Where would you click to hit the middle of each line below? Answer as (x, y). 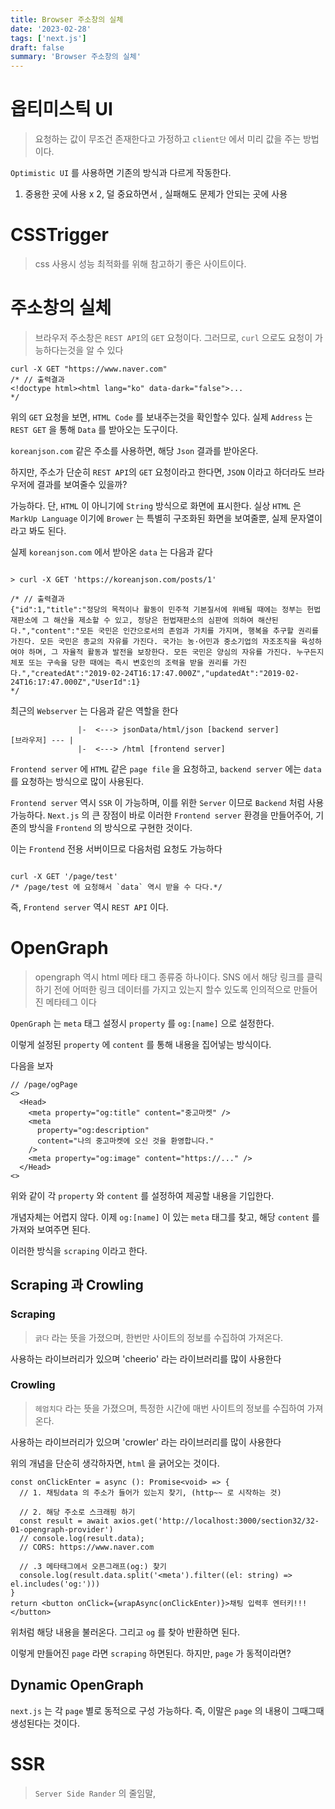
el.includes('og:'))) (55, 1584)
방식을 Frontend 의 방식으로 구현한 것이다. (110, 827)
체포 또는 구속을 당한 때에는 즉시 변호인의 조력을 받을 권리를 (119, 662)
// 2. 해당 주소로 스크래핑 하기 (77, 1512)
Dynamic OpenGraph (77, 1685)
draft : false (37, 47)
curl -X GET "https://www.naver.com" (89, 369)
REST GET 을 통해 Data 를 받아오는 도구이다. (94, 429)
